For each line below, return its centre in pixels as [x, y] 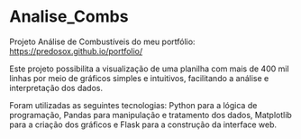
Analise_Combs [69, 17]
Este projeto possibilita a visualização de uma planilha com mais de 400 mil [150, 69]
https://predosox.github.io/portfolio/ [76, 51]
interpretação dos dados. [56, 88]
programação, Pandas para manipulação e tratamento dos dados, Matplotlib [151, 115]
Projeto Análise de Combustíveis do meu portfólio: [102, 42]
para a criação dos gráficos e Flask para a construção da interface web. [143, 125]
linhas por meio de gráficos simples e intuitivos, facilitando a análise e [139, 78]
